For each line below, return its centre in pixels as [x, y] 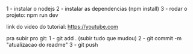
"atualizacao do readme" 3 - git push [52, 45]
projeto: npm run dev [32, 15]
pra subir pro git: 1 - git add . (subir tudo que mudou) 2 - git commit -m [94, 38]
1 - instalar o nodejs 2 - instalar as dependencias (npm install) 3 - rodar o [97, 9]
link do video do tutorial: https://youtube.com [62, 27]
